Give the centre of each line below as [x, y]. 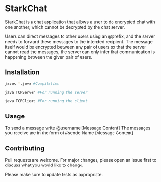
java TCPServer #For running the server [47, 92]
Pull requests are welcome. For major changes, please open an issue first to [81, 160]
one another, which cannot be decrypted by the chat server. [65, 27]
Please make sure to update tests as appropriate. [54, 174]
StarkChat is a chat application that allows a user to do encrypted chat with [80, 22]
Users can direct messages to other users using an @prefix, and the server [80, 36]
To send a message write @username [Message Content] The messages [78, 128]
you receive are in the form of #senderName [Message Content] [69, 133]
